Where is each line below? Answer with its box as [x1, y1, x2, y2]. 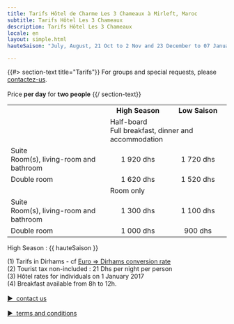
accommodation [110, 134, 164, 144]
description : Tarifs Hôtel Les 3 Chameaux [7, 23, 132, 30]
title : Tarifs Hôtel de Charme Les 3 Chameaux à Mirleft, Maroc [7, 10, 198, 17]
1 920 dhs [120, 155, 155, 164]
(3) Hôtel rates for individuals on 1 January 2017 [7, 272, 145, 280]
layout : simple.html [7, 36, 68, 43]
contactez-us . [7, 75, 47, 84]
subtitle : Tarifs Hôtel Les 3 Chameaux [7, 17, 123, 24]
